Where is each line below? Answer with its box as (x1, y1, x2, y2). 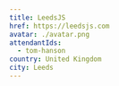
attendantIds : (9, 38, 63, 47)
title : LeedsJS (9, 13, 66, 22)
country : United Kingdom (9, 55, 102, 64)
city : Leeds (9, 64, 54, 73)
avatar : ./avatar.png (9, 30, 90, 39)
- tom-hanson (17, 47, 66, 56)
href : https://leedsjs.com (9, 21, 110, 30)
